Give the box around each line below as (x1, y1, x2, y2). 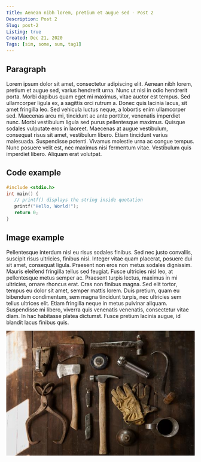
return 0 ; (14, 210, 39, 216)
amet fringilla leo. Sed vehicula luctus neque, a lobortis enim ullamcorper (6, 106, 186, 113)
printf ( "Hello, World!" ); (14, 203, 79, 209)
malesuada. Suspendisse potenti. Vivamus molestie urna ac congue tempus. (6, 137, 194, 145)
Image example (6, 233, 65, 243)
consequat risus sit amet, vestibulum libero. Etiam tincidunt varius (6, 131, 168, 138)
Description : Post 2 (6, 16, 58, 22)
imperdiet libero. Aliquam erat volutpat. (6, 150, 102, 157)
